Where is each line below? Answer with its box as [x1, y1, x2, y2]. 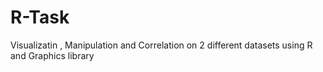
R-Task [10, 6, 70, 29]
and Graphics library [10, 49, 95, 61]
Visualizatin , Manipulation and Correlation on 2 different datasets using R [10, 39, 313, 51]
